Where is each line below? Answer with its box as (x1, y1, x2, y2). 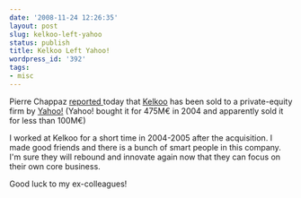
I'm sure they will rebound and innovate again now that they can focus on (9, 151, 281, 162)
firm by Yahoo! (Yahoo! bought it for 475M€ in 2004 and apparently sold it (9, 105, 284, 116)
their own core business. (9, 160, 101, 171)
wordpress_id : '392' (9, 55, 87, 64)
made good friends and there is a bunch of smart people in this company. (9, 142, 281, 152)
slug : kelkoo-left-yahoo (9, 30, 102, 39)
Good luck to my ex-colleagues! (9, 178, 128, 189)
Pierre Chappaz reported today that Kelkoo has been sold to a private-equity (9, 96, 293, 107)
